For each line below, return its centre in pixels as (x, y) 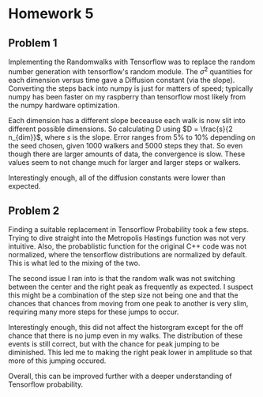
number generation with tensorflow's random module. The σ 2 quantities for (130, 71)
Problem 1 (33, 43)
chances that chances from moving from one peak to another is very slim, (128, 304)
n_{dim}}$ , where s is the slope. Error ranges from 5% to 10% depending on (132, 137)
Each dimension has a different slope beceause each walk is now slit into (127, 120)
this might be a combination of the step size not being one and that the (123, 295)
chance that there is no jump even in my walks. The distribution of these (126, 335)
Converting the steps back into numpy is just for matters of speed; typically (131, 88)
